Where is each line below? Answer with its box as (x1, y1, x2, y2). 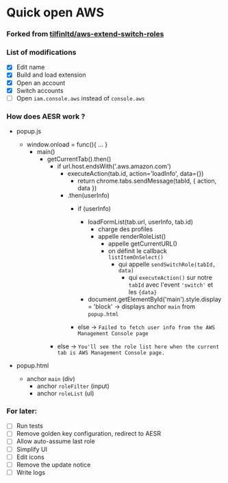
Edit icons (16, 453, 45, 461)
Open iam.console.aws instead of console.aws (16, 94, 145, 102)
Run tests (16, 422, 44, 430)
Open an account (16, 79, 66, 87)
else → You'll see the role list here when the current (57, 342, 220, 350)
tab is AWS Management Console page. (57, 350, 165, 356)
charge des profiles (98, 225, 153, 233)
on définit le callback (107, 247, 167, 255)
